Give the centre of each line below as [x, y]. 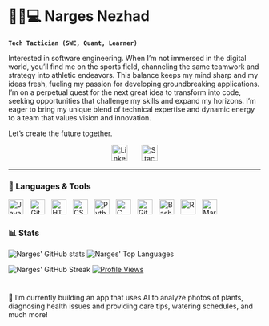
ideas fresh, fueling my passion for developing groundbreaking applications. [134, 84]
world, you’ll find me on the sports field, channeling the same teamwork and [134, 67]
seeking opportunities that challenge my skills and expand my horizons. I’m [132, 100]
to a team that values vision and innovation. [80, 117]
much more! [28, 314]
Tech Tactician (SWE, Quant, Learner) [73, 43]
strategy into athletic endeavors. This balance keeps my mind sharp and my [133, 75]
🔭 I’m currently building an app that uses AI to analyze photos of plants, [126, 297]
